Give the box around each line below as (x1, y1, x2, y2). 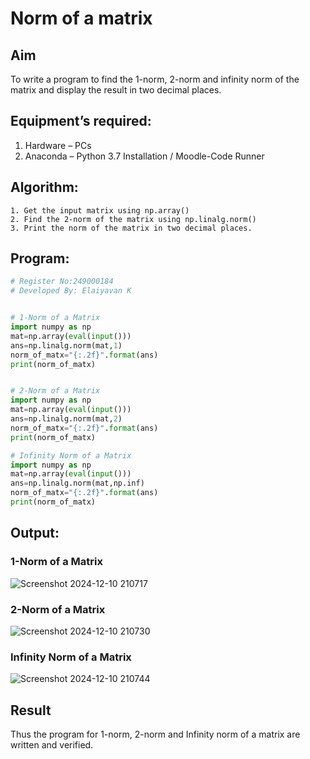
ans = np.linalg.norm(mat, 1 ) (10, 340, 123, 351)
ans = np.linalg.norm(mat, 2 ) (10, 414, 123, 424)
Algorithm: (10, 179, 79, 196)
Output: (10, 525, 60, 542)
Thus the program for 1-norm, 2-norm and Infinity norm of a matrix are (10, 728, 301, 741)
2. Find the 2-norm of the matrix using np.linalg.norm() (10, 214, 257, 224)
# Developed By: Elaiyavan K (10, 286, 132, 296)
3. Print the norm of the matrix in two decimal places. (10, 223, 253, 233)
